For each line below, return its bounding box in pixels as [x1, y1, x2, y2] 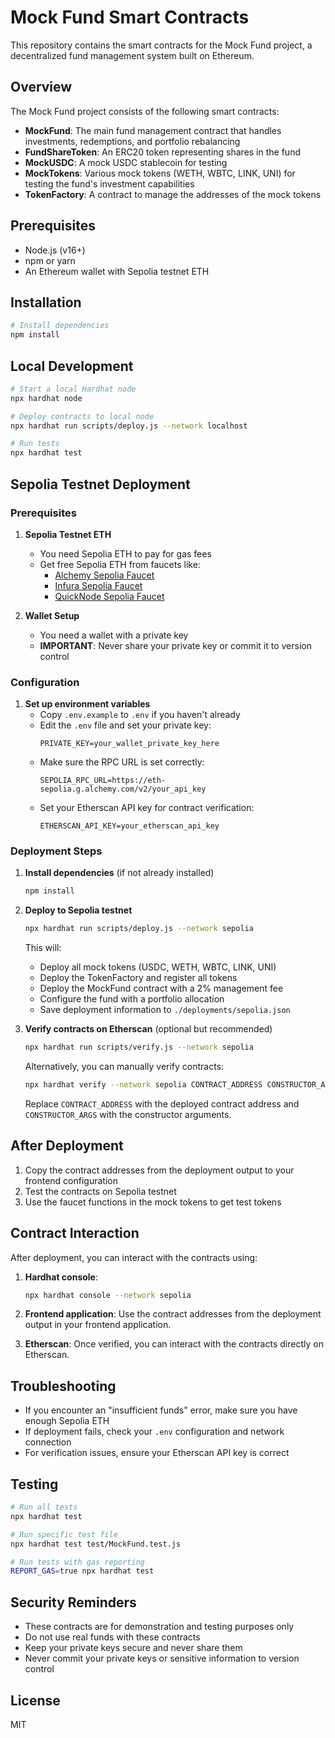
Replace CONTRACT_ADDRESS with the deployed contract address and [24, 1097, 300, 1110]
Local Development [10, 357, 134, 375]
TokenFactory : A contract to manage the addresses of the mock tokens [24, 188, 322, 200]
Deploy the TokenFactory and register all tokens [39, 972, 238, 984]
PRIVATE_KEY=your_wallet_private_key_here [39, 739, 220, 749]
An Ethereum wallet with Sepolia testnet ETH [24, 265, 210, 277]
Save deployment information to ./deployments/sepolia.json [39, 1004, 291, 1016]
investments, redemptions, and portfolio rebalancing [24, 135, 241, 147]
